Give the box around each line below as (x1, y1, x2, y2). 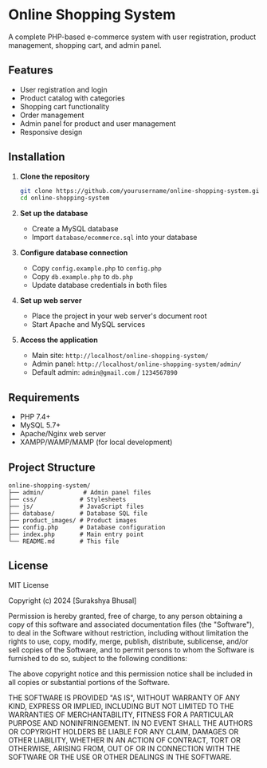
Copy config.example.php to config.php (31, 263, 162, 273)
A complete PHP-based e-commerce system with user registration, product (8, 32, 257, 41)
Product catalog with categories (19, 93, 125, 103)
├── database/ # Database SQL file (8, 509, 148, 518)
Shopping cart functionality (19, 101, 110, 111)
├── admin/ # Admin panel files (8, 488, 151, 496)
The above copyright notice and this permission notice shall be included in (8, 668, 253, 679)
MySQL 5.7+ (19, 420, 61, 430)
